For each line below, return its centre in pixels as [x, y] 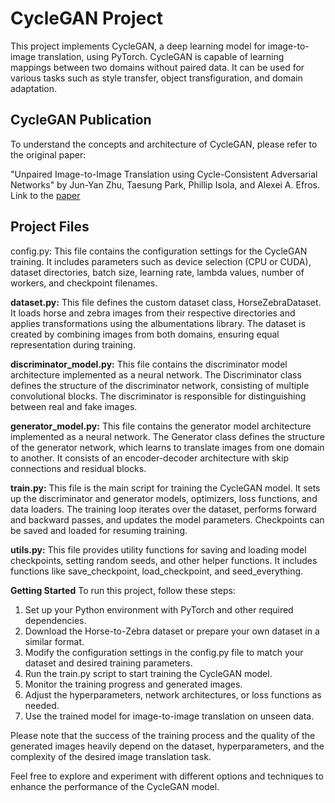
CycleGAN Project [87, 18]
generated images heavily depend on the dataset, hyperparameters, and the [167, 746]
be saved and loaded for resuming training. [99, 530]
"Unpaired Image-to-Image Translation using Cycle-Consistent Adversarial [164, 174]
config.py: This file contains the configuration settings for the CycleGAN [159, 251]
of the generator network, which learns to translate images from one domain [167, 447]
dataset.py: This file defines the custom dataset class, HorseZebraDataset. [166, 302]
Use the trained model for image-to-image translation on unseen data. [169, 716]
